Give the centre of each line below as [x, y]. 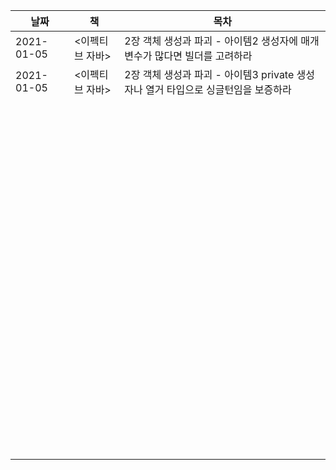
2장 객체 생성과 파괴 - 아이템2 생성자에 [211, 41]
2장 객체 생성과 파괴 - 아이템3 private [209, 74]
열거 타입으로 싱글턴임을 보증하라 [218, 89]
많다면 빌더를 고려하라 [203, 56]
